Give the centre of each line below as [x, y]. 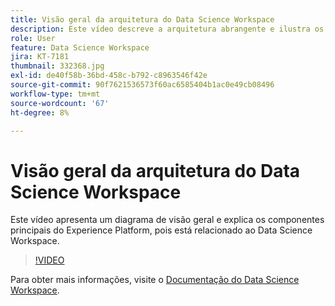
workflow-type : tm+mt [55, 94]
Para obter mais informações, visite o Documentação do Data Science [155, 280]
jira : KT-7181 [40, 57]
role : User [33, 38]
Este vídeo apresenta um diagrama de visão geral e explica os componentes [167, 220]
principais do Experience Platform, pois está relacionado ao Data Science [161, 230]
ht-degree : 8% [40, 112]
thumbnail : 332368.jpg [57, 66]
